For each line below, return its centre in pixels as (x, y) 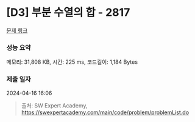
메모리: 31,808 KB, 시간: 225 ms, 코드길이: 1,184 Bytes (72, 62)
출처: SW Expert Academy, (54, 105)
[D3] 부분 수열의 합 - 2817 (68, 12)
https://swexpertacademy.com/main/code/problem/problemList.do (105, 112)
